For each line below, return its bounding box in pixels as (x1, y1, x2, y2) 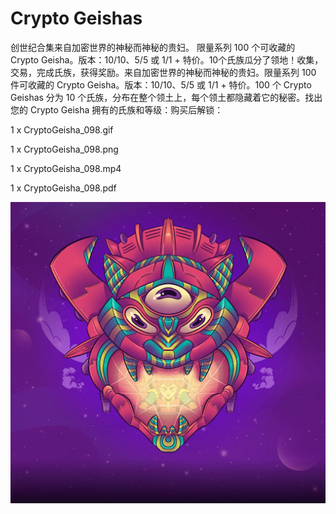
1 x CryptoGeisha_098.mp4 (10, 162, 122, 174)
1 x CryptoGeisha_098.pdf (10, 182, 117, 194)
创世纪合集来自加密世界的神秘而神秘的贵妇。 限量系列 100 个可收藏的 (10, 41, 296, 53)
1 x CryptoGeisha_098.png (10, 143, 119, 155)
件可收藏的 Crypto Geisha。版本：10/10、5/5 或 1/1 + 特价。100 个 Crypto (10, 78, 312, 91)
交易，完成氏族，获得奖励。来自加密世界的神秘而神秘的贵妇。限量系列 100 (10, 66, 317, 78)
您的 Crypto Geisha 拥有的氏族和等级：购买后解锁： (10, 103, 224, 116)
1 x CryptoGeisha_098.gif (10, 123, 114, 136)
